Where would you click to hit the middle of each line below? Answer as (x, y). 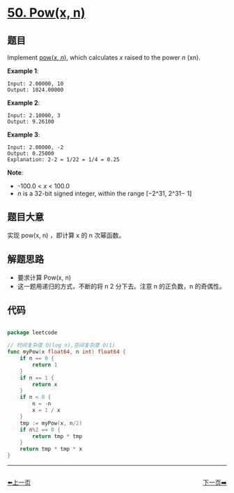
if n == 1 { (37, 378)
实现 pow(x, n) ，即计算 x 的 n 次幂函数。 (66, 235)
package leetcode (32, 333)
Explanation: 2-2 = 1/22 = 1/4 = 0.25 (63, 160)
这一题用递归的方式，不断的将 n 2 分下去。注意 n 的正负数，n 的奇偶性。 (121, 286)
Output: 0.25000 (31, 153)
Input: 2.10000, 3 (34, 116)
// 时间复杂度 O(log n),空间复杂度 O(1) (61, 346)
